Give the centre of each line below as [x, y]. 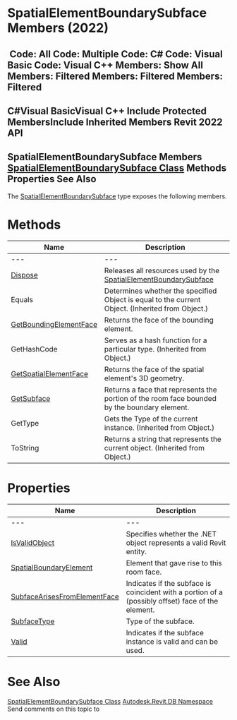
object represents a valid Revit [176, 543]
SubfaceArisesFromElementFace [65, 596]
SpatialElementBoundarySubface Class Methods [117, 168]
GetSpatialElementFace [50, 373]
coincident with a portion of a [175, 592]
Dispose [25, 275]
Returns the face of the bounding [159, 320]
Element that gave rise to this [174, 563]
